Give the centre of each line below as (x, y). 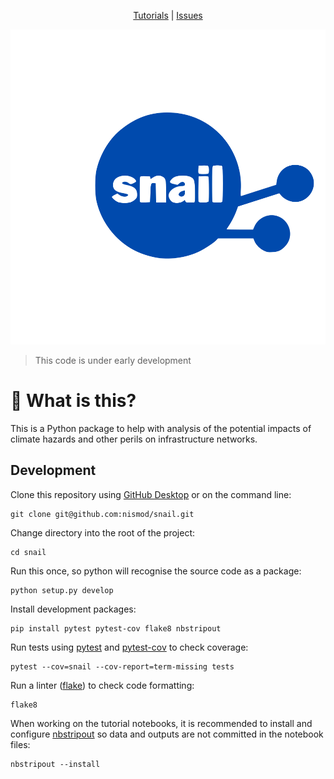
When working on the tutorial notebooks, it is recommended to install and (161, 723)
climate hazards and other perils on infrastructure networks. (134, 439)
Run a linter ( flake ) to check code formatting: (102, 685)
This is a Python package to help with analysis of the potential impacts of (161, 428)
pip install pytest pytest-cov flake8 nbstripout (116, 628)
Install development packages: (73, 609)
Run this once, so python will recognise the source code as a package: (156, 571)
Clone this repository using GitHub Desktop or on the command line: (151, 494)
